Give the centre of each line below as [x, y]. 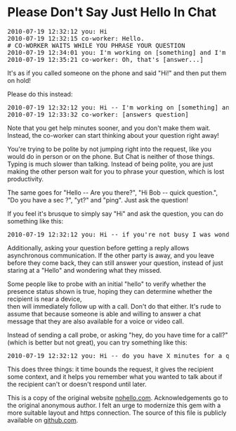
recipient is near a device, [45, 299]
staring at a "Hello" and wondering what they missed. [84, 270]
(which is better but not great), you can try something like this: [97, 342]
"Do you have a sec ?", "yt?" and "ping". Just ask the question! [98, 200]
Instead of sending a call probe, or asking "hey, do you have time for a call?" [118, 335]
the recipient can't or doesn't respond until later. [77, 384]
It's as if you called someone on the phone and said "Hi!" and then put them [117, 73]
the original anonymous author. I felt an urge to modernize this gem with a [114, 405]
